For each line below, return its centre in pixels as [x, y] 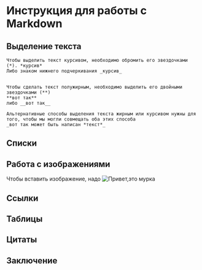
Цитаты [22, 240]
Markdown [34, 24]
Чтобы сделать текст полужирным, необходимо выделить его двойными [95, 87]
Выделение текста [44, 46]
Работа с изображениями [58, 164]
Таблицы [25, 219]
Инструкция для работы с [77, 11]
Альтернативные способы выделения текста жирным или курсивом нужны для [101, 114]
